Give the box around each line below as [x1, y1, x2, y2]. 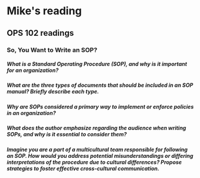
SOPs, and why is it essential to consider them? [7, 131, 127, 138]
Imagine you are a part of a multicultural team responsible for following [7, 146, 188, 153]
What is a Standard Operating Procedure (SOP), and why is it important [7, 61, 187, 68]
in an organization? [7, 109, 56, 117]
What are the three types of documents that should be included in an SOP [7, 82, 193, 89]
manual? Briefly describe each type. [7, 88, 99, 95]
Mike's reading [7, 4, 82, 18]
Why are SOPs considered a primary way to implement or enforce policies [7, 103, 194, 110]
